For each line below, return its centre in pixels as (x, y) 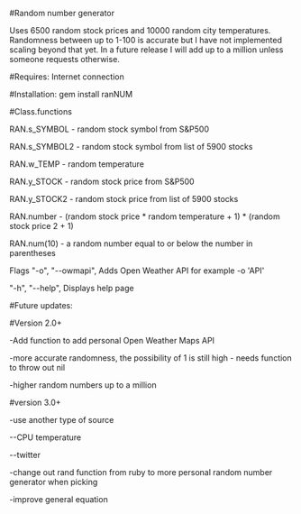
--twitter (25, 455)
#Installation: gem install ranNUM (71, 94)
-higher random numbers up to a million (83, 385)
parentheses (33, 253)
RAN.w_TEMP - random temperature (77, 164)
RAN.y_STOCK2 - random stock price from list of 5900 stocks (124, 199)
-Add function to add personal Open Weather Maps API (112, 340)
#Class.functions (41, 111)
